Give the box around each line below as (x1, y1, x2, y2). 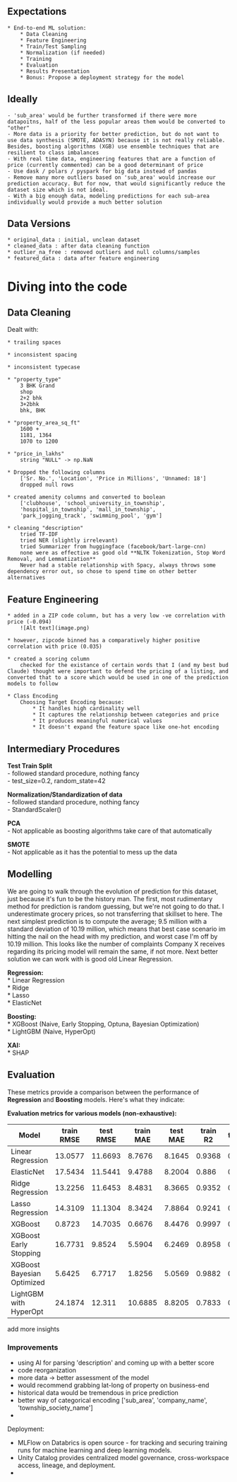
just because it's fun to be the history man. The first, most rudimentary (7, 894, 213, 903)
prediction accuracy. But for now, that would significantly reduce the (7, 180, 226, 187)
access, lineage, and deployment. (17, 1461, 116, 1469)
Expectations (7, 6, 67, 18)
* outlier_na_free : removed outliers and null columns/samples (7, 249, 200, 256)
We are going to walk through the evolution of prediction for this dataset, (7, 887, 219, 896)
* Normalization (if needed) (20, 49, 106, 56)
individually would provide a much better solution (7, 198, 162, 206)
